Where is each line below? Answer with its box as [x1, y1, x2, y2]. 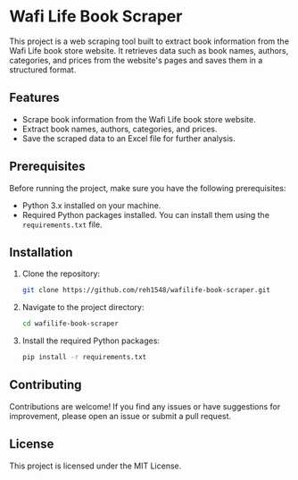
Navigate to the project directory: [21, 302, 145, 313]
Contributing [9, 377, 82, 392]
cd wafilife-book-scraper [21, 319, 119, 328]
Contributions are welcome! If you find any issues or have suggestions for [9, 400, 281, 412]
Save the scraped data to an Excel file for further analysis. [21, 132, 236, 144]
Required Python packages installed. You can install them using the [21, 209, 270, 220]
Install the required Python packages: [21, 335, 161, 346]
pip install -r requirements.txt [21, 353, 147, 362]
